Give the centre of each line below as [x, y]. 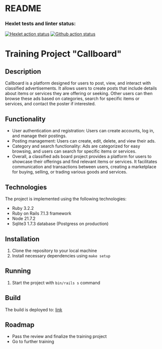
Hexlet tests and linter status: [40, 24]
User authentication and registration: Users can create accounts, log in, [83, 131]
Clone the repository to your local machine [54, 251]
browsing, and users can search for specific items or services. [74, 151]
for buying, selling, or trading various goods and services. [69, 172]
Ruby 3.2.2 [23, 208]
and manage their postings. [39, 136]
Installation [22, 239]
